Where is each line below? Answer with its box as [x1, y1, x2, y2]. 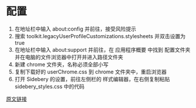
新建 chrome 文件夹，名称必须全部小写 [14, 60, 109, 67]
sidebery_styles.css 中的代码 [14, 83, 85, 90]
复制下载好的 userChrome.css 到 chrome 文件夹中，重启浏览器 [14, 68, 167, 75]
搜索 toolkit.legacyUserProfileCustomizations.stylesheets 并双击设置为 [14, 32, 186, 39]
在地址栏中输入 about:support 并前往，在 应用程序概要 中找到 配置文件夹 [14, 46, 191, 53]
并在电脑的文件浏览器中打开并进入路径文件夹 [14, 53, 124, 60]
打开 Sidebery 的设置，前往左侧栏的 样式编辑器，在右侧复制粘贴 [14, 75, 170, 82]
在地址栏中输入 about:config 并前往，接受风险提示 [14, 25, 137, 32]
